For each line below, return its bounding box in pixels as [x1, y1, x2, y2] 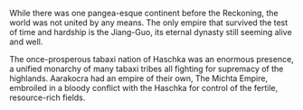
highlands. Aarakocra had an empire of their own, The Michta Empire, [9, 73, 269, 84]
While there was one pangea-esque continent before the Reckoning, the [9, 8, 279, 18]
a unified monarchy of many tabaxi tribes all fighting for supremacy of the [9, 63, 284, 74]
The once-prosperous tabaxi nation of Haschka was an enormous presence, [9, 54, 294, 64]
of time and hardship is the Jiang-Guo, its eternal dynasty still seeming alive [9, 27, 292, 37]
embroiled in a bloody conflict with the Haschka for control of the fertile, [9, 83, 279, 93]
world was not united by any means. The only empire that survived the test [9, 17, 289, 28]
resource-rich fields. [9, 92, 86, 103]
